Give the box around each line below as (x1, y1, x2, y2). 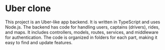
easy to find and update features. (5, 39, 73, 45)
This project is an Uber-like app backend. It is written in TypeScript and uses (5, 19, 161, 25)
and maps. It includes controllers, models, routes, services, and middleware (5, 29, 159, 35)
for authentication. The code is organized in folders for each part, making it (5, 34, 158, 40)
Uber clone (5, 3, 51, 14)
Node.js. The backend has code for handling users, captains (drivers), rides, (5, 24, 160, 30)
